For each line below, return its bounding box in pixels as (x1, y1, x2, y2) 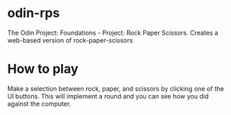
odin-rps (7, 5, 60, 21)
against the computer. (7, 99, 72, 108)
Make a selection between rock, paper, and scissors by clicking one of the (7, 84, 225, 93)
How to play (7, 61, 79, 77)
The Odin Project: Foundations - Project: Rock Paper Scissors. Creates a (7, 28, 218, 37)
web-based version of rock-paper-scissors (7, 35, 133, 44)
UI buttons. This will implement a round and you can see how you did (7, 92, 209, 100)
